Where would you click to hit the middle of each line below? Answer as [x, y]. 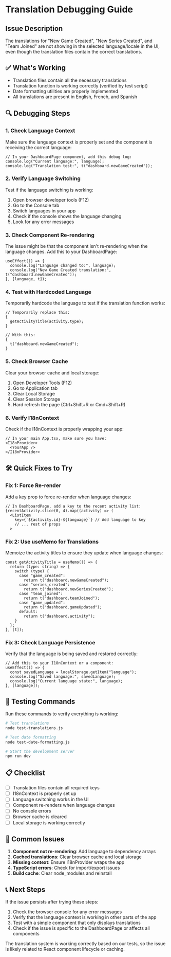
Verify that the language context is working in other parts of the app [84, 917]
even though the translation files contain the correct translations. [74, 52]
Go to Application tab [35, 388]
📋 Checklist [25, 773]
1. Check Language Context [40, 131]
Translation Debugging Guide [69, 10]
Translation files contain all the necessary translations [70, 80]
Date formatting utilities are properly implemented [65, 91]
